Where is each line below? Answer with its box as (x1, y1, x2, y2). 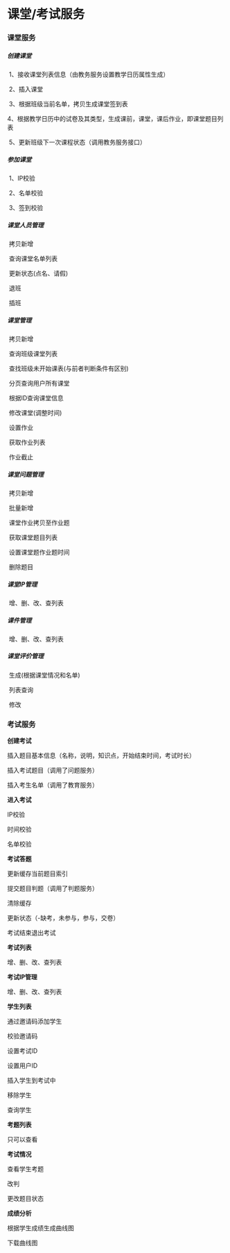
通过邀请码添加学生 (7, 1017, 62, 1026)
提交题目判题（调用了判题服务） (7, 884, 98, 893)
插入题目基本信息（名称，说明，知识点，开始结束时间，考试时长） (7, 751, 195, 760)
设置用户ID (7, 1061, 38, 1070)
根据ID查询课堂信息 (8, 393, 64, 402)
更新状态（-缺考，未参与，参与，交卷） (7, 914, 120, 922)
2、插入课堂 (8, 85, 44, 94)
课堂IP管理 (7, 580, 38, 588)
